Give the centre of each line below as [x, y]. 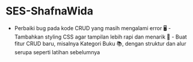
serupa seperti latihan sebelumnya [57, 52]
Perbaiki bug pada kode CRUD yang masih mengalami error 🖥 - [93, 28]
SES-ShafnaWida [50, 11]
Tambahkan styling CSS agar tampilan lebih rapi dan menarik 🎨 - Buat [100, 37]
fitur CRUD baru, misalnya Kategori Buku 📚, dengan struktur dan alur [100, 43]
